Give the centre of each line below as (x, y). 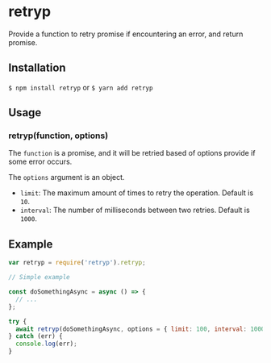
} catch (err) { (35, 336)
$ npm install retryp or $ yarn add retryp (81, 87)
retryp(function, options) (58, 136)
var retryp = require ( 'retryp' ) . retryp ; (77, 263)
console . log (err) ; (47, 344)
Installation (37, 68)
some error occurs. (40, 162)
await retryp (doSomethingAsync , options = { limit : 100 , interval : (131, 329)
